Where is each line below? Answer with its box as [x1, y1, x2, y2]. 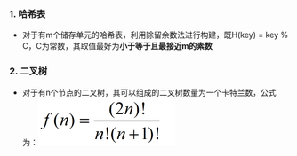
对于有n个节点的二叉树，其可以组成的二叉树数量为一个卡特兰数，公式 [21, 87, 277, 97]
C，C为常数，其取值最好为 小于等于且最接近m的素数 [21, 41, 213, 51]
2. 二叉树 [9, 65, 48, 77]
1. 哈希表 [9, 7, 46, 19]
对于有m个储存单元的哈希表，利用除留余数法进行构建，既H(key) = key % [21, 29, 289, 41]
